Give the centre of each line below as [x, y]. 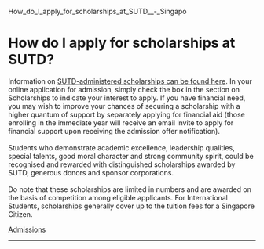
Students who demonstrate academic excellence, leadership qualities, [122, 147]
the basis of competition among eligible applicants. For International [118, 197]
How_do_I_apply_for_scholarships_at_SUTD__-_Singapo [97, 11]
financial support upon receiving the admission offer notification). [114, 131]
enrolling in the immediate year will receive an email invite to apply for [121, 123]
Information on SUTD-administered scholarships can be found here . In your [130, 81]
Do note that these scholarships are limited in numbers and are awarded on [130, 189]
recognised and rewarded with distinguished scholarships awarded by [122, 164]
